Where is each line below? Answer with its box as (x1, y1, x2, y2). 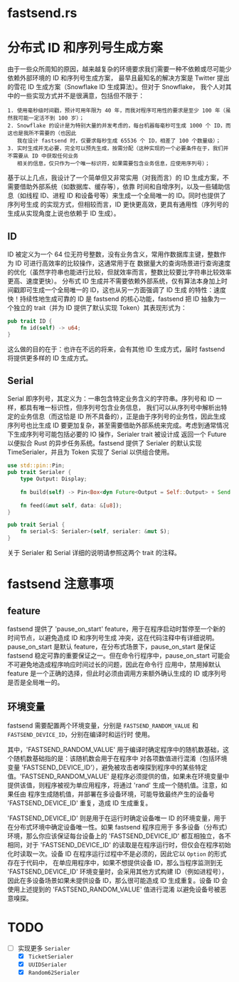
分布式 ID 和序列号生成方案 (7, 40, 164, 56)
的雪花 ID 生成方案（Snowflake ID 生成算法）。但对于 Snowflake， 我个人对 (7, 83, 225, 91)
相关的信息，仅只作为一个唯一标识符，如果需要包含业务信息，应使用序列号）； (16, 160, 211, 167)
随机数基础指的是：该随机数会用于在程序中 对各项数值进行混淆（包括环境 (13, 754, 228, 763)
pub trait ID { (7, 317, 53, 325)
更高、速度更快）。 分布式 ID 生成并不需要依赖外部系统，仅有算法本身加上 (7, 276, 222, 285)
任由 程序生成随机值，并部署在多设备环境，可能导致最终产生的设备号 (13, 790, 215, 798)
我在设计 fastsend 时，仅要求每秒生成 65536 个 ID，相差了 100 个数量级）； (16, 138, 221, 145)
